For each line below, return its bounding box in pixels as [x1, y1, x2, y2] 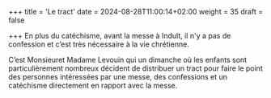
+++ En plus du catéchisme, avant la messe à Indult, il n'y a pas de [8, 31, 231, 40]
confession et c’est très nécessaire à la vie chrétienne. [8, 39, 190, 49]
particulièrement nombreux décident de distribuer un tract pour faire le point [8, 63, 263, 73]
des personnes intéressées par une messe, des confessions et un [8, 72, 228, 81]
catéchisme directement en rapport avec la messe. [8, 80, 178, 90]
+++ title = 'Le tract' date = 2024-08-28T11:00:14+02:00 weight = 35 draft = [8, 7, 264, 16]
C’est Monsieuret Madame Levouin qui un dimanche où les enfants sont [8, 55, 248, 64]
